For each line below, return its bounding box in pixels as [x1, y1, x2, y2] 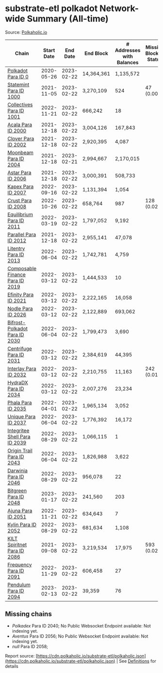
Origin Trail [7, 447, 33, 454]
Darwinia [7, 467, 28, 474]
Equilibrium [7, 211, 33, 218]
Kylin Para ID [7, 521, 37, 528]
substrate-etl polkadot [5, 3, 98, 14]
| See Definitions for [116, 658, 156, 664]
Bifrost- [7, 319, 26, 326]
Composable [7, 265, 37, 272]
